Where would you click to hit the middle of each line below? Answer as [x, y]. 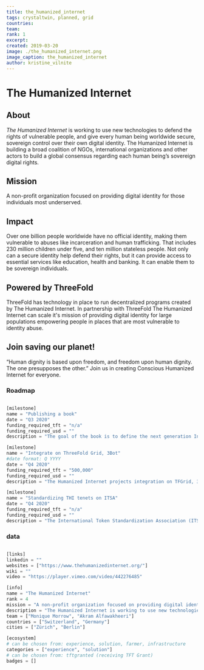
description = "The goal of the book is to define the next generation [99, 437]
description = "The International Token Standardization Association [96, 520]
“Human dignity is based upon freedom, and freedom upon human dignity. [99, 362]
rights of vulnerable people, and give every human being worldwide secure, [101, 136]
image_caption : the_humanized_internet [57, 57]
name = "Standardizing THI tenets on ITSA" [62, 498]
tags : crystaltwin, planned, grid [50, 18]
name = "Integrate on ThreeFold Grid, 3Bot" [63, 454]
